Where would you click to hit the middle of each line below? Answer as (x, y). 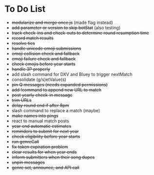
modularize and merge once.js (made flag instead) (62, 22)
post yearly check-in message (42, 95)
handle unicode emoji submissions (46, 48)
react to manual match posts (40, 121)
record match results (33, 38)
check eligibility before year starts (46, 136)
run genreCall (25, 141)
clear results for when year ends (44, 152)
